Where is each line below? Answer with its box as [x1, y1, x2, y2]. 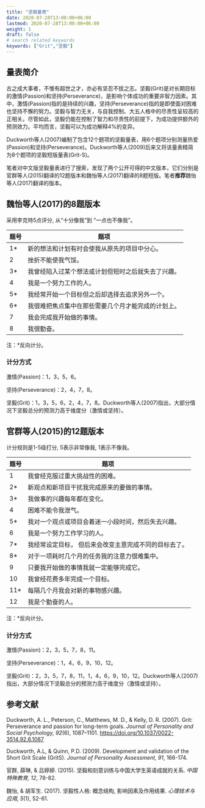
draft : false [6, 32, 40, 38]
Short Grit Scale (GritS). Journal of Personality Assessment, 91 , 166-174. [6, 754, 188, 761]
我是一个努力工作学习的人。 [27, 529, 108, 537]
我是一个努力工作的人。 [27, 279, 96, 287]
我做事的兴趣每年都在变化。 [27, 494, 108, 503]
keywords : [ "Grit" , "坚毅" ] [6, 43, 73, 50]
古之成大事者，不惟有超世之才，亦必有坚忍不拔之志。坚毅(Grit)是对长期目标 [6, 84, 196, 92]
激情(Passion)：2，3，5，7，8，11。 [6, 646, 99, 653]
